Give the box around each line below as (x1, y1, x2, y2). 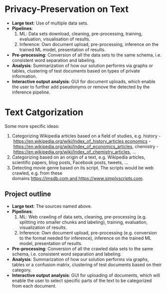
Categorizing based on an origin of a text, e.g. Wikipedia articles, (11, 154, 146, 160)
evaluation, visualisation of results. (19, 36, 91, 42)
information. (11, 73, 37, 79)
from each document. (11, 282, 57, 288)
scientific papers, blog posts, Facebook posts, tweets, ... (11, 159, 128, 165)
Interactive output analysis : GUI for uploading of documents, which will (11, 272, 161, 278)
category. (11, 266, 32, 273)
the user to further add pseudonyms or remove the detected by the (11, 83, 150, 89)
